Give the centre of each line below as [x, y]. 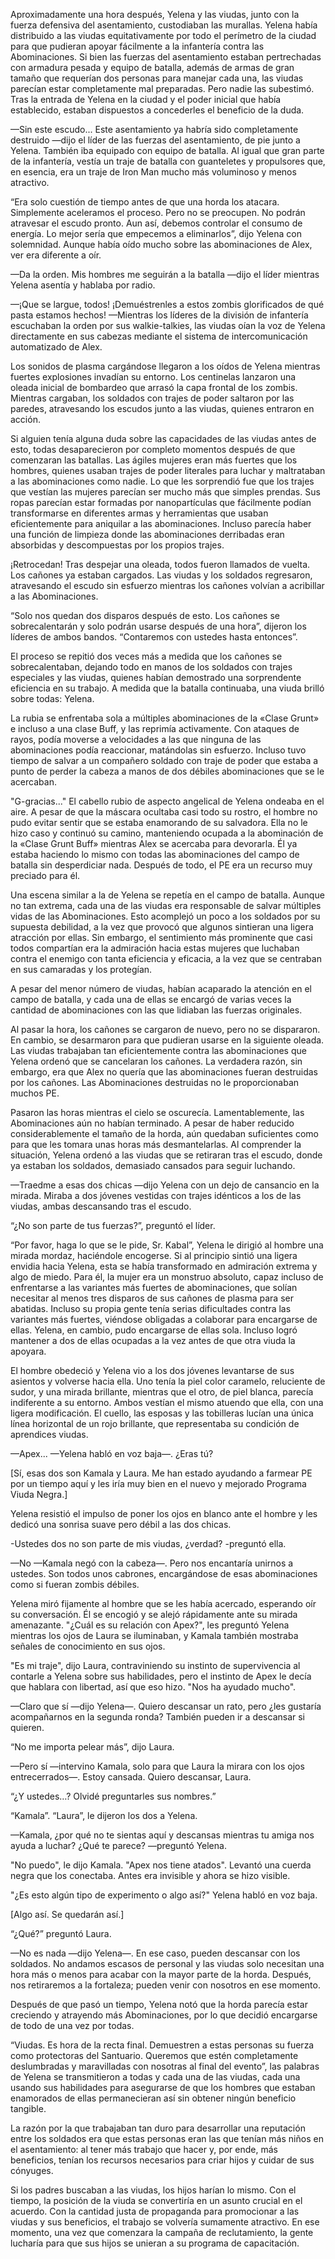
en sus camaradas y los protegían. [81, 969]
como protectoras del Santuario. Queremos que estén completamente [154, 2055]
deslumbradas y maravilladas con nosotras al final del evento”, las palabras [165, 2066]
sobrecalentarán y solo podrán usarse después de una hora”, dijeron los [158, 626]
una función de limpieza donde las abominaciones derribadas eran [147, 534]
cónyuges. [32, 2170]
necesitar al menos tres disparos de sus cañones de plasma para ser [152, 1298]
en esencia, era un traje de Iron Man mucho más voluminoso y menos [153, 172]
